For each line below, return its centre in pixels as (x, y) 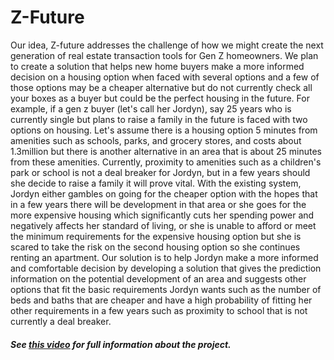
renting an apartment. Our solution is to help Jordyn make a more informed (164, 257)
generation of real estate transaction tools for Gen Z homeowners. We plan (164, 55)
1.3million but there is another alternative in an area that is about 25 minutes (166, 151)
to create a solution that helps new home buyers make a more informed (157, 66)
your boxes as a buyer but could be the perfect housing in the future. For (160, 98)
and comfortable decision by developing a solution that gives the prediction (166, 268)
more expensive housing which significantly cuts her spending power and (162, 215)
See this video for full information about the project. (121, 344)
